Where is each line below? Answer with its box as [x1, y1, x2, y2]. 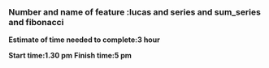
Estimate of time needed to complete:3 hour [8, 35, 160, 45]
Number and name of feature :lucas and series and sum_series [8, 6, 262, 18]
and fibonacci [8, 16, 64, 28]
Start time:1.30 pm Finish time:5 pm [8, 51, 132, 61]
